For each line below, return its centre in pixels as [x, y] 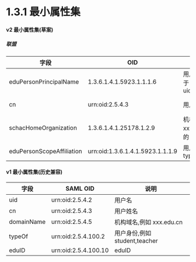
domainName [27, 222]
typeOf [18, 236]
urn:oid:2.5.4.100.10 [80, 250]
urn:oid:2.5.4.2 [72, 199]
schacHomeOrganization [43, 127]
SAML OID [80, 188]
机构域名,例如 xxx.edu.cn [148, 222]
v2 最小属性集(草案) [30, 29]
